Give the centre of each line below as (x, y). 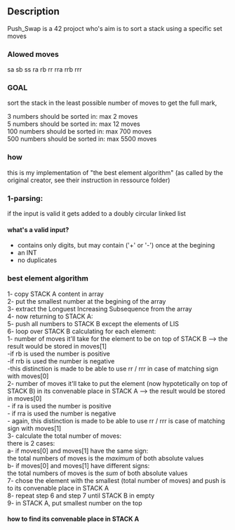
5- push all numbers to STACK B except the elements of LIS (93, 323)
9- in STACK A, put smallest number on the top (75, 503)
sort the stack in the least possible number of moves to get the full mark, (112, 103)
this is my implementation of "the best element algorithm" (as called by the (115, 172)
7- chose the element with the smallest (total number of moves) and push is (116, 480)
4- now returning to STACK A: (50, 316)
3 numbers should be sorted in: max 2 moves (73, 117)
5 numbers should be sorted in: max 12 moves (74, 124)
